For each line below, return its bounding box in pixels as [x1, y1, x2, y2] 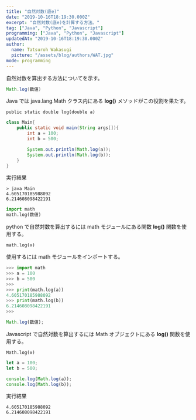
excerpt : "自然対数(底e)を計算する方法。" [6, 19, 99, 25]
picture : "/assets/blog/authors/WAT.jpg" [11, 52, 114, 58]
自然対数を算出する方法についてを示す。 [6, 74, 103, 82]
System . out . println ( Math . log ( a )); [27, 146, 111, 153]
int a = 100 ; [27, 130, 59, 137]
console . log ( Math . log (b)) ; [6, 381, 72, 387]
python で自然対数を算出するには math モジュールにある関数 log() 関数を [6, 223, 182, 231]
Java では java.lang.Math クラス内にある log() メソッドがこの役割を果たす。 [6, 97, 189, 104]
